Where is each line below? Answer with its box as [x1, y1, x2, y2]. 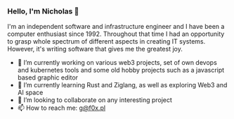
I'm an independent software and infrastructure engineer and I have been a [7, 23, 225, 31]
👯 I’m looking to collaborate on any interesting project [17, 96, 172, 104]
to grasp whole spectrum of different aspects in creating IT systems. [7, 37, 206, 46]
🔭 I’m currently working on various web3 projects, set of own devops [17, 58, 218, 67]
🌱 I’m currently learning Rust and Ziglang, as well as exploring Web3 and [17, 81, 228, 89]
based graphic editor [17, 73, 79, 82]
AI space [17, 88, 44, 97]
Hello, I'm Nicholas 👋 [7, 6, 79, 16]
